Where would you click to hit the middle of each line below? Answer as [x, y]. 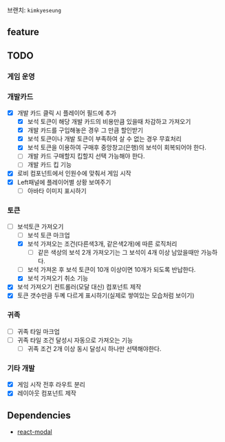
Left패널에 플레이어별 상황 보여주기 [64, 182]
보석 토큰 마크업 [49, 235]
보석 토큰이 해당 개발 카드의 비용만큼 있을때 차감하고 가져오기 [109, 122]
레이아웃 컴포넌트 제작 [47, 393]
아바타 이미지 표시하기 [57, 191]
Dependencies [39, 415]
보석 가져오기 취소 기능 [58, 278]
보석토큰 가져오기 [40, 227]
